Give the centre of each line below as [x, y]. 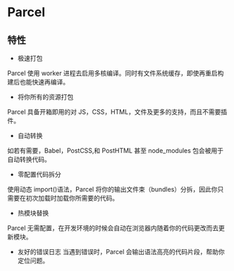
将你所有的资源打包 [45, 97]
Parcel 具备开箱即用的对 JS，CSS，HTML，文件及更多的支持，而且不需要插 [117, 112]
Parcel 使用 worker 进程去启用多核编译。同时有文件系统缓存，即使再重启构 [116, 73]
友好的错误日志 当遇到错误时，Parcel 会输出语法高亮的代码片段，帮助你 [121, 252]
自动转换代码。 [29, 159]
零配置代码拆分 [39, 174]
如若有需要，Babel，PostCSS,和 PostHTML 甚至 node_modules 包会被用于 [116, 151]
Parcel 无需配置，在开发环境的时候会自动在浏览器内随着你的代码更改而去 [113, 228]
